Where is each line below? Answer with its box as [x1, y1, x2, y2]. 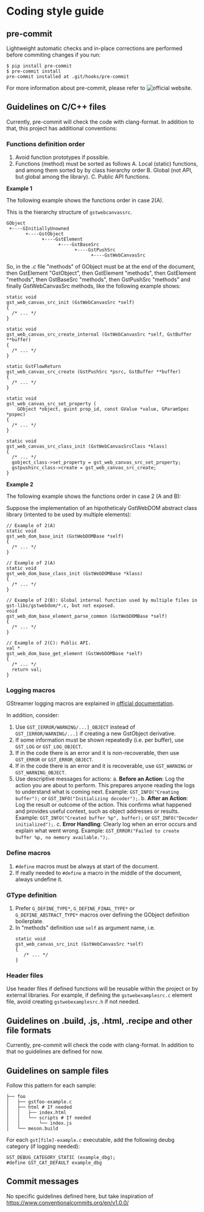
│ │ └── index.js [6, 1120, 72, 1126]
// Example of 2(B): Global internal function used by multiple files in [6, 597, 198, 604]
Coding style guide [6, 4, 105, 18]
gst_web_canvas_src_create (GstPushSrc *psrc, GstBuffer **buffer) [6, 369, 181, 375]
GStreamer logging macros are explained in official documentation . [6, 700, 175, 707]
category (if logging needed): [6, 1143, 80, 1150]
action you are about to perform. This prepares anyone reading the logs [15, 782, 195, 789]
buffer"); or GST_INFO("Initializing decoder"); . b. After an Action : [15, 795, 189, 802]
